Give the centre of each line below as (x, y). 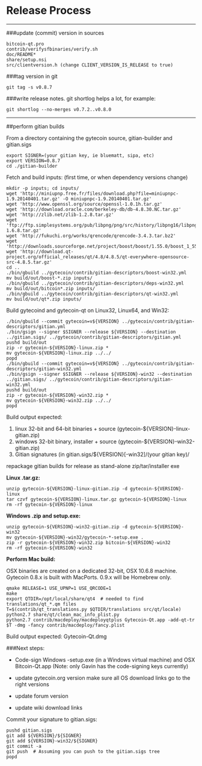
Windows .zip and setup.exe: (44, 516)
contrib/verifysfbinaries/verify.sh (52, 49)
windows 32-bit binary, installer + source (66, 442)
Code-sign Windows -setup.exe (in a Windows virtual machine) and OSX (105, 660)
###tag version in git (32, 76)
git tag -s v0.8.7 (29, 87)
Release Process (49, 11)
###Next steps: (26, 648)
